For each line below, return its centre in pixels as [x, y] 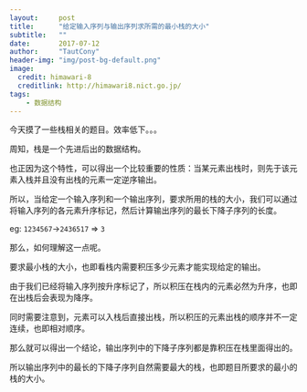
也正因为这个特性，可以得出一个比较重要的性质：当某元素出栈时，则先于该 [149, 169]
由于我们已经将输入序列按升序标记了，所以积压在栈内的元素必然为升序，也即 [153, 286]
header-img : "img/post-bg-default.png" [85, 60]
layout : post [42, 18]
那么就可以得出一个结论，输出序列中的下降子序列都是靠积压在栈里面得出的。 [153, 348]
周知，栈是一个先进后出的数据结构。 [78, 149]
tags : [20, 94]
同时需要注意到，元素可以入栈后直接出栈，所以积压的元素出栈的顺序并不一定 [153, 317]
